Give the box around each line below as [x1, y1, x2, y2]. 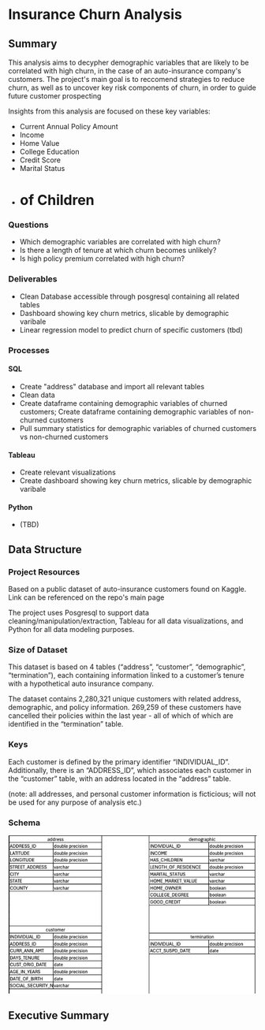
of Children [19, 191, 95, 210]
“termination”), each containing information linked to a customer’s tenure [8, 671, 244, 680]
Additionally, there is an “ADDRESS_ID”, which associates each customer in [8, 765, 252, 775]
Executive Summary [8, 1009, 110, 1022]
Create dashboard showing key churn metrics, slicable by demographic [19, 476, 252, 485]
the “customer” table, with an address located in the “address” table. [8, 774, 231, 783]
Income [19, 130, 45, 139]
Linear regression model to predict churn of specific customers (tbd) [19, 325, 243, 334]
